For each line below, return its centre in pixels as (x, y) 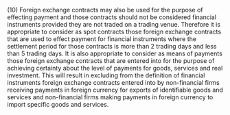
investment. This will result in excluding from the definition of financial (106, 75)
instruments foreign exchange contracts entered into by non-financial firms (113, 82)
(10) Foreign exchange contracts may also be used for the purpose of (105, 10)
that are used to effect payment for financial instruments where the (102, 39)
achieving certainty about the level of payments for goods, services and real (115, 68)
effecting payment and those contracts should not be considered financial (112, 17)
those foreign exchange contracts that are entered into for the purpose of (111, 61)
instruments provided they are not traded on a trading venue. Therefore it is (114, 24)
